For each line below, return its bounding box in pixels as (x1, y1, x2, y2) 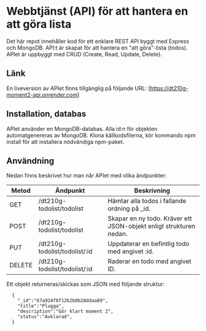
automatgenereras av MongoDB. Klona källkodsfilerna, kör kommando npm (6, 132, 196, 139)
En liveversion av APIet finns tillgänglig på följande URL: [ (6, 84, 151, 92)
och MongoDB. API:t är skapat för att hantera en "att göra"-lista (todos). (6, 44, 188, 51)
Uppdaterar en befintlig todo (107, 240, 190, 248)
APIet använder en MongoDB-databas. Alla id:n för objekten (6, 125, 158, 132)
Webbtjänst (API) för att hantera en (6, 4, 188, 18)
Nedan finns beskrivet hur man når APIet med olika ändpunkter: (6, 172, 167, 179)
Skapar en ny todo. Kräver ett (107, 214, 192, 223)
